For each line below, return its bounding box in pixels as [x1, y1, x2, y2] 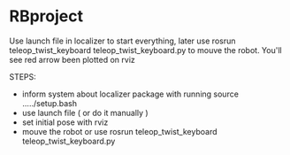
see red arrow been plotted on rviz [9, 54, 135, 65]
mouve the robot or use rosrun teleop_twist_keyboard [21, 126, 217, 136]
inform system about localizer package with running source [21, 89, 239, 99]
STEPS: [9, 71, 37, 81]
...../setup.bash [21, 97, 78, 108]
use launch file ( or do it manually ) [21, 107, 149, 118]
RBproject [9, 6, 84, 27]
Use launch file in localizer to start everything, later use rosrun [9, 35, 236, 46]
